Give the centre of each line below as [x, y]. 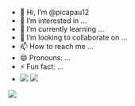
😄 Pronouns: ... [45, 58]
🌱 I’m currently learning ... [62, 29]
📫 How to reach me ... [56, 46]
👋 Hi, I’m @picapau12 [54, 12]
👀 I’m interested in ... [53, 21]
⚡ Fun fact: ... [41, 66]
